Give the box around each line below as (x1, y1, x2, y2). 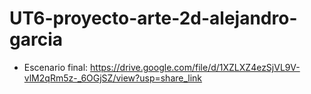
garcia (9, 28, 63, 51)
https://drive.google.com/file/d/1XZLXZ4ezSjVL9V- (90, 61, 301, 73)
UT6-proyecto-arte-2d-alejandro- (9, 7, 298, 30)
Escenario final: (23, 61, 89, 73)
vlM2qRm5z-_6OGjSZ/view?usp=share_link (23, 72, 203, 84)
